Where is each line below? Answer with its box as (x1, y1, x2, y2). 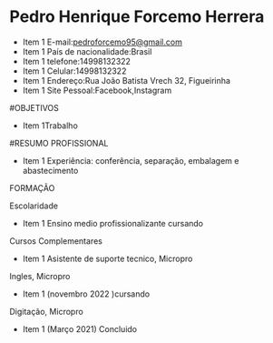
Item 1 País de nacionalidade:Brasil (22, 45, 152, 56)
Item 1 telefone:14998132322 (22, 55, 132, 66)
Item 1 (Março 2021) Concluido (22, 323, 138, 334)
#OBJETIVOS (9, 102, 59, 113)
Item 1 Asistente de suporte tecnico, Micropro (22, 253, 193, 264)
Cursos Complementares (9, 235, 102, 247)
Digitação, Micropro (9, 306, 83, 317)
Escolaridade (9, 200, 59, 211)
